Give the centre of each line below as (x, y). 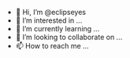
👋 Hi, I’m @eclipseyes (51, 12)
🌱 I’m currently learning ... (58, 29)
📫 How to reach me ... (52, 46)
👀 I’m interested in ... (49, 20)
